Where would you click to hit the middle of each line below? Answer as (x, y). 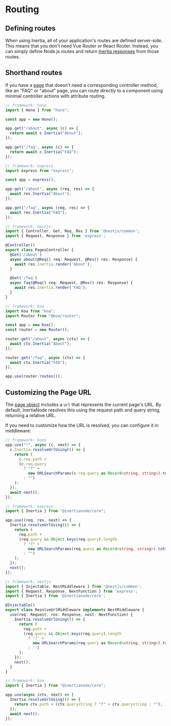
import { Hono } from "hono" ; (37, 110)
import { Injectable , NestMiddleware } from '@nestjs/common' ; (74, 586)
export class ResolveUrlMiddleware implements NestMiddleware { (75, 610)
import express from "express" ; (39, 171)
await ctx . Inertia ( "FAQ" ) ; (38, 362)
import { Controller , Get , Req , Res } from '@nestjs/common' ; (73, 231)
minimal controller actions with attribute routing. (55, 96)
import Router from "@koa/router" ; (43, 316)
